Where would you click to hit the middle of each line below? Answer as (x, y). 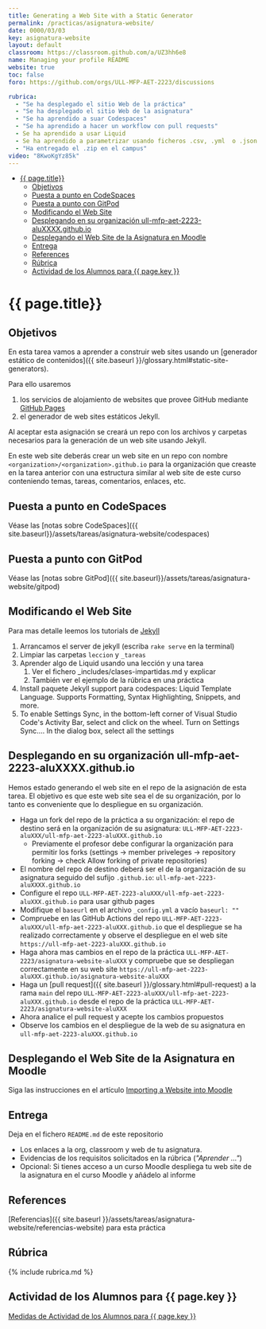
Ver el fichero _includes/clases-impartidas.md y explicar (123, 671)
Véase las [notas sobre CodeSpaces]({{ (73, 525)
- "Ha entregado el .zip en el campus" (81, 148)
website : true (32, 68)
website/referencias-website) (56, 1228)
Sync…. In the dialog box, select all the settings (97, 731)
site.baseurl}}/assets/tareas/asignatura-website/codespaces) (109, 534)
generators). (29, 369)
